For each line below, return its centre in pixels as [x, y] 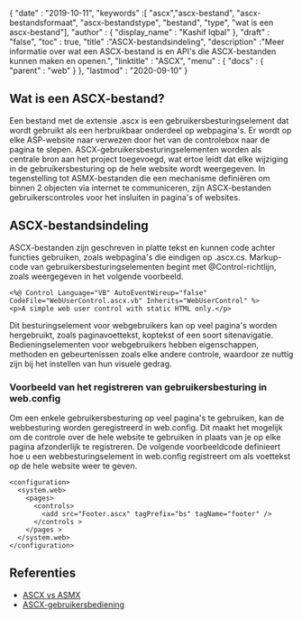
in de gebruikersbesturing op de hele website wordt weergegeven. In [137, 168]
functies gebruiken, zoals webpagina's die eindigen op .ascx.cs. [128, 257]
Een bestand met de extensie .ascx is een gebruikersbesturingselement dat [149, 120]
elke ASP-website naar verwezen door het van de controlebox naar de [140, 140]
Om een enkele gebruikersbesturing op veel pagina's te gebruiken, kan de [147, 418]
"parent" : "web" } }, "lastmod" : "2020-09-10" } [99, 70]
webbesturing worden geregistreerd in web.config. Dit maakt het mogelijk [146, 427]
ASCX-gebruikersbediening [73, 605]
